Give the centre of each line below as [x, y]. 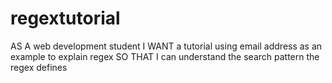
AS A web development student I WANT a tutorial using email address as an [166, 46]
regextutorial [65, 18]
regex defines [39, 67]
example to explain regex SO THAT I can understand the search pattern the [165, 56]
